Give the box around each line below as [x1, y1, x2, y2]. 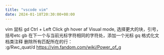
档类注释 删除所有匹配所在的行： [5, 38, 73, 45]
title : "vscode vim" [5, 7, 49, 12]
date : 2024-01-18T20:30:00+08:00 [5, 12, 75, 17]
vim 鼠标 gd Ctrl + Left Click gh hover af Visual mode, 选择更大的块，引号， [5, 26, 161, 32]
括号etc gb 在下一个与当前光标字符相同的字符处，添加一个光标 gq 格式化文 [5, 32, 159, 38]
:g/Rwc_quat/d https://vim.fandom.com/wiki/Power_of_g [5, 44, 121, 50]
